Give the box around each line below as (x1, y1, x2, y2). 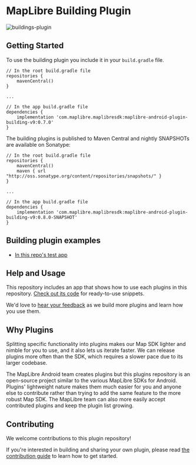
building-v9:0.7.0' (6, 119, 54, 125)
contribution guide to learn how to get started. (6, 453, 118, 459)
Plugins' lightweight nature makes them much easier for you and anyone (6, 383, 181, 390)
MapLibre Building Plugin (6, 4, 131, 18)
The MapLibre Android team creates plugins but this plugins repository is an (6, 371, 190, 378)
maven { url (16, 168, 46, 174)
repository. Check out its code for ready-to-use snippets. (6, 290, 145, 297)
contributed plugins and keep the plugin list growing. (6, 402, 134, 409)
